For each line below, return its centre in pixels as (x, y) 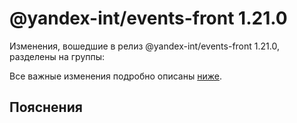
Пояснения (46, 107)
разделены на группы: (57, 56)
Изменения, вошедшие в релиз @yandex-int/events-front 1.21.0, (144, 46)
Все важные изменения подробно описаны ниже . (115, 76)
